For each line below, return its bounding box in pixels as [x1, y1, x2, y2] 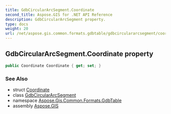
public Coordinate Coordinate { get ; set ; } [5, 63, 101, 68]
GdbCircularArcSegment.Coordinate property [5, 50, 154, 58]
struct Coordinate [12, 87, 50, 93]
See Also [5, 75, 28, 82]
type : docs [5, 21, 28, 27]
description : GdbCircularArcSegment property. [5, 17, 106, 22]
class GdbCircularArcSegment [12, 92, 76, 98]
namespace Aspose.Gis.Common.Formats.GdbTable [12, 97, 122, 103]
